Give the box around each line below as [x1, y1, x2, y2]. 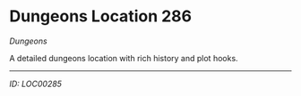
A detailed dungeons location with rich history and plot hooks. [9, 52, 239, 63]
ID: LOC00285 [9, 78, 63, 89]
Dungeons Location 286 [9, 6, 193, 27]
